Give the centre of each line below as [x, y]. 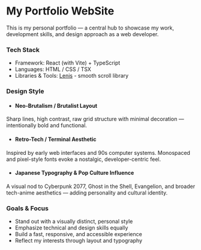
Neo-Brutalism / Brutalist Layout [56, 105]
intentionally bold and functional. [46, 125]
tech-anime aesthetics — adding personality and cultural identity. [87, 192]
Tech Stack [23, 49]
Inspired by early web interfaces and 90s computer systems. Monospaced [98, 152]
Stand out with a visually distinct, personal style [74, 222]
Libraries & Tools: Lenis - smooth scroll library [72, 76]
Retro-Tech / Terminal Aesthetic [55, 139]
